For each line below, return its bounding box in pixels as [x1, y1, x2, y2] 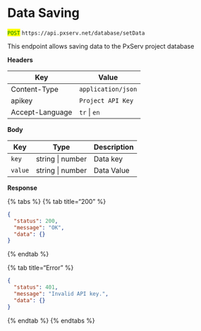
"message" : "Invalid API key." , [13, 291, 109, 298]
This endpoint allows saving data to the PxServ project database [7, 42, 195, 50]
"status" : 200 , [13, 217, 59, 224]
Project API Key [78, 97, 134, 104]
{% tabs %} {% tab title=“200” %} [7, 197, 106, 205]
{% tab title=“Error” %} [7, 263, 74, 272]
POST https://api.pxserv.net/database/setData [7, 30, 145, 37]
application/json [78, 85, 138, 93]
